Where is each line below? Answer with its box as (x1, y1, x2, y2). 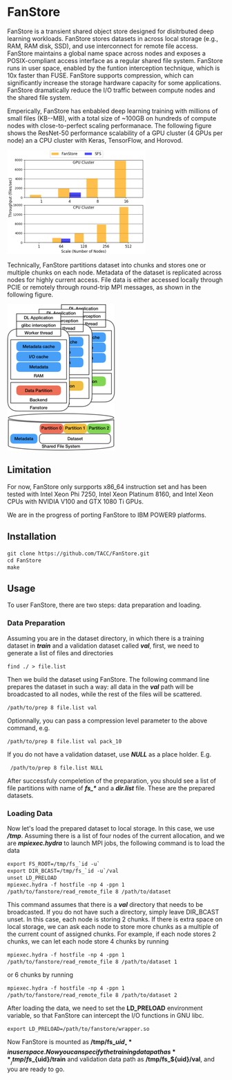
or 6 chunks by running (7, 971, 74, 979)
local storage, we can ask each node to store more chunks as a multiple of (7, 922, 219, 930)
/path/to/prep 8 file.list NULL (10, 764, 104, 771)
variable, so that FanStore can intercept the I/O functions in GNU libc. (7, 1011, 204, 1019)
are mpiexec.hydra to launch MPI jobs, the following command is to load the (7, 839, 225, 847)
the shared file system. (7, 93, 72, 101)
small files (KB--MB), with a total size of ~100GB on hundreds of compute (7, 114, 217, 122)
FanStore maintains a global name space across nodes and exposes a (7, 49, 206, 57)
